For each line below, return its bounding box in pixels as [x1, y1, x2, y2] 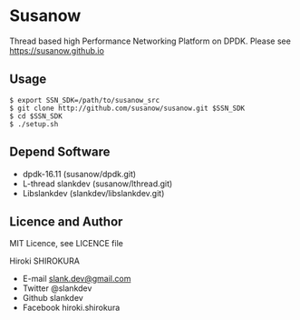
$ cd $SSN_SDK [9, 111, 63, 121]
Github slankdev [22, 293, 83, 304]
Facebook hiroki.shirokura [22, 302, 121, 314]
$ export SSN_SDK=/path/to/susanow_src [9, 95, 160, 105]
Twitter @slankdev [22, 283, 92, 294]
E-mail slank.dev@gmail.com [22, 274, 131, 285]
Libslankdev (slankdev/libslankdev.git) [22, 187, 165, 198]
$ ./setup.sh [9, 119, 59, 128]
